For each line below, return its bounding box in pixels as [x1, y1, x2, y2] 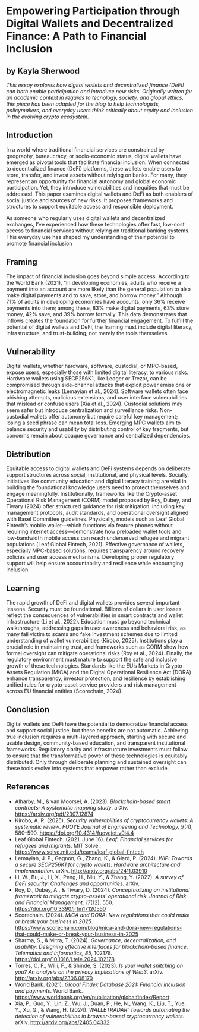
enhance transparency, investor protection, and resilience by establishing [6, 675, 186, 682]
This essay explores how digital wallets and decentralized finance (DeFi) [6, 81, 185, 89]
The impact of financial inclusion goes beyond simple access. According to [6, 272, 190, 280]
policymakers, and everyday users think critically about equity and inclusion [6, 107, 194, 114]
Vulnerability [6, 347, 55, 357]
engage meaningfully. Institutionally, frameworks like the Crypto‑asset [6, 490, 178, 498]
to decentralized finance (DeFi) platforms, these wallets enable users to [6, 165, 181, 172]
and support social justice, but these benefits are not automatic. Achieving [6, 726, 188, 734]
